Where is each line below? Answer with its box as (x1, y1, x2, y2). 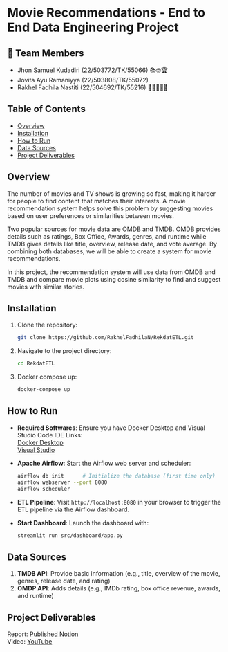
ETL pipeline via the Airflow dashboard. (17, 505, 130, 514)
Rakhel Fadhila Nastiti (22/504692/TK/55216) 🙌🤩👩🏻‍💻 (17, 83, 168, 91)
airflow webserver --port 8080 (17, 479, 108, 486)
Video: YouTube (7, 637, 53, 645)
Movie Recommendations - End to (7, 5, 206, 21)
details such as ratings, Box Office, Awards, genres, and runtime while (7, 232, 207, 240)
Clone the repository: (17, 320, 78, 329)
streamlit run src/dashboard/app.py (17, 532, 123, 539)
